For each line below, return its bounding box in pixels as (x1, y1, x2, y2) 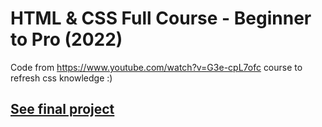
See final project (10, 101, 115, 118)
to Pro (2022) (10, 28, 123, 51)
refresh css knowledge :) (10, 72, 113, 84)
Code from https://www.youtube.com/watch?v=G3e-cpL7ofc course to (10, 61, 303, 73)
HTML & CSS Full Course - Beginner (10, 7, 312, 30)
